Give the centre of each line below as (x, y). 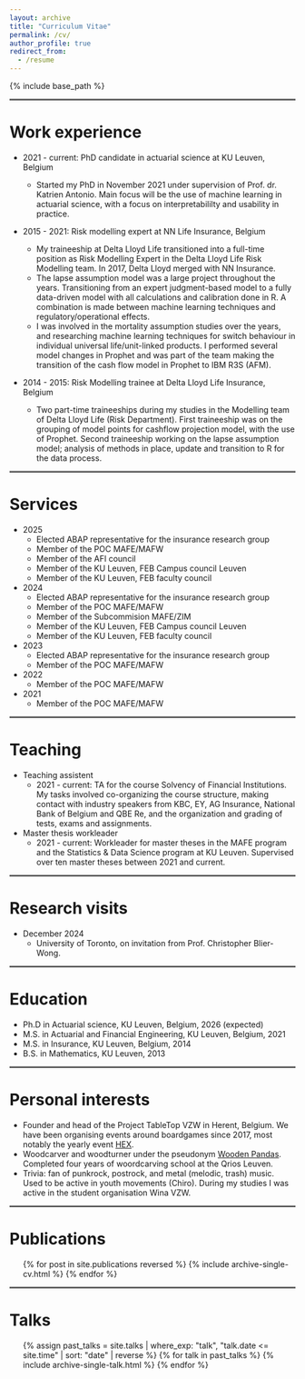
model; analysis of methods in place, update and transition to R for (160, 448)
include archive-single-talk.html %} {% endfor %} (115, 1364)
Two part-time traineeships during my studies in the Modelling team (163, 409)
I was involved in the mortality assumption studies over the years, (158, 326)
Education (49, 999)
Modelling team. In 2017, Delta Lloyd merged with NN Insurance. (156, 268)
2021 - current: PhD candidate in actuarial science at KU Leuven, (144, 157)
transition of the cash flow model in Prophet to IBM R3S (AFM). (154, 365)
